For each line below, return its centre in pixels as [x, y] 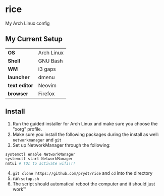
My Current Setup [34, 39]
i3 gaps [47, 69]
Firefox [46, 93]
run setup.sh [26, 179]
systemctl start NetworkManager [39, 159]
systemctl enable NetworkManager [40, 154]
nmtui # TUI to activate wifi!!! [40, 164]
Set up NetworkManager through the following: [62, 145]
